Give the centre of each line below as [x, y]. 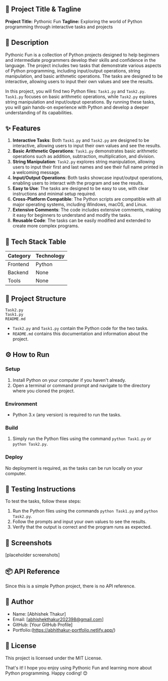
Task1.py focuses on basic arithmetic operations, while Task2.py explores [81, 97]
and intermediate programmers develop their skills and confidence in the [80, 60]
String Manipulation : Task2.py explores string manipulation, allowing [84, 162]
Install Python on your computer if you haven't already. [69, 380]
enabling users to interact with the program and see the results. [78, 183]
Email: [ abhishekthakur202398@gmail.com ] [58, 619]
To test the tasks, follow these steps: [43, 501]
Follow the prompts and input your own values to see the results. [79, 522]
